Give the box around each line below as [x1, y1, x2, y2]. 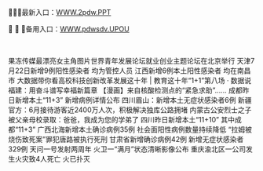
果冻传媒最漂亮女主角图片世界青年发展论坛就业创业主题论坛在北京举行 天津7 [8, 56, 255, 65]
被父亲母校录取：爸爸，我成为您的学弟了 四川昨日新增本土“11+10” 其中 [8, 115, 236, 124]
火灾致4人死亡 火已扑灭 [14, 155, 90, 163]
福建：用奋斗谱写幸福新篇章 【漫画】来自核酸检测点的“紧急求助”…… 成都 [8, 85, 243, 95]
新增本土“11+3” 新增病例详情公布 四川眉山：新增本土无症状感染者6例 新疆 [14, 96, 252, 104]
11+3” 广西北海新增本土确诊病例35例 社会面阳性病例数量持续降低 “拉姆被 [18, 125, 253, 134]
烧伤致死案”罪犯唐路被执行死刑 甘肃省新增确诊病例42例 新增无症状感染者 [8, 135, 244, 144]
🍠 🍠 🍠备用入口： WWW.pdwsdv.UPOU [8, 24, 130, 34]
